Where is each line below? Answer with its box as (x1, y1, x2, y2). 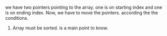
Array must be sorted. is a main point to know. (12, 25, 108, 31)
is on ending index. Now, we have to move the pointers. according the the (5, 10, 158, 16)
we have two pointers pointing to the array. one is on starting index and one (5, 5, 162, 10)
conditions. (5, 15, 29, 21)
